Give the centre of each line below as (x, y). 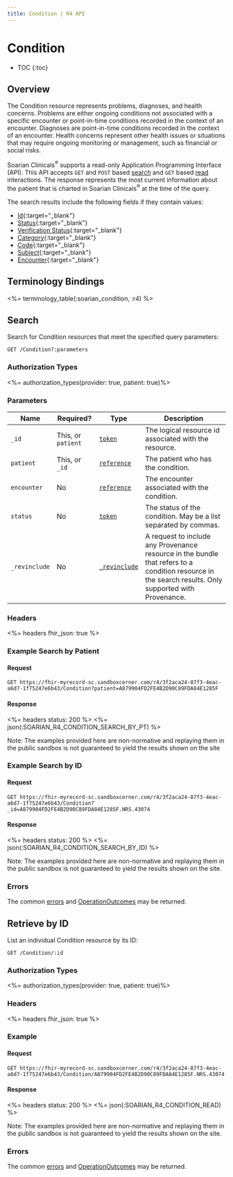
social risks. (24, 150)
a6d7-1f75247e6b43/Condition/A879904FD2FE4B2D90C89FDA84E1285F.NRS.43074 (116, 1074)
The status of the (173, 507)
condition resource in (180, 571)
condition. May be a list (183, 516)
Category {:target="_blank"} (57, 237)
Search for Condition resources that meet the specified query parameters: (113, 337)
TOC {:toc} (33, 68)
